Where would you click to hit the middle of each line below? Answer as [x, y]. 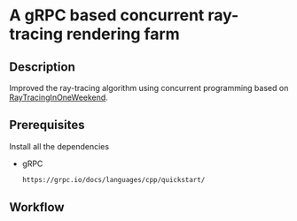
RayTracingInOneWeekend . [59, 97]
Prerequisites [47, 125]
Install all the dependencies [59, 146]
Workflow [37, 207]
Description [42, 67]
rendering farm [123, 34]
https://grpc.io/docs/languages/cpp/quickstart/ [113, 179]
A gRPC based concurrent [107, 15]
